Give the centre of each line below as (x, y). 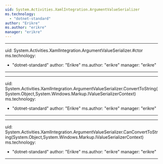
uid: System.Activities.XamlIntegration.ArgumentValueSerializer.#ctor (74, 50)
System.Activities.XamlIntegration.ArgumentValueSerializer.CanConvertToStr (81, 132)
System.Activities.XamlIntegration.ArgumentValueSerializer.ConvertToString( (81, 89)
